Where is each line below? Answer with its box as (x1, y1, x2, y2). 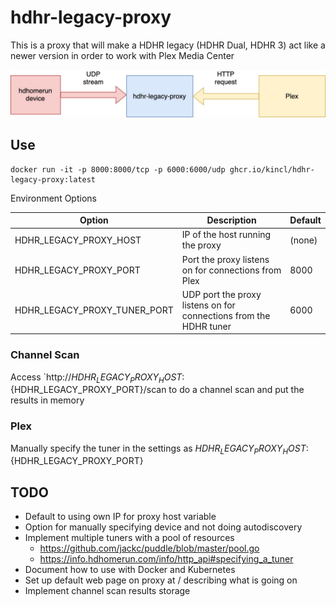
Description (206, 214, 257, 226)
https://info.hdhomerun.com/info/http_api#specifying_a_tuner (39, 553, 294, 565)
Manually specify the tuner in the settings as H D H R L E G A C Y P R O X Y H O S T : (10, 442, 309, 456)
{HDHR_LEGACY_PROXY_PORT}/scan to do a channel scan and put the (10, 384, 305, 396)
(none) (289, 234, 318, 246)
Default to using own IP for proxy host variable (24, 511, 217, 523)
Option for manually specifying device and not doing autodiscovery (24, 521, 303, 533)
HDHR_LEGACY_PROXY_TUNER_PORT (14, 304, 174, 316)
